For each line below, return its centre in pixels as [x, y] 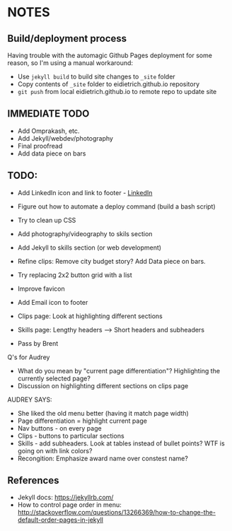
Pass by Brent [38, 343]
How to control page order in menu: [69, 505]
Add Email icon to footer [53, 302]
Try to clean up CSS [47, 220]
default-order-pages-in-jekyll [60, 520]
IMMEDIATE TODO [48, 114]
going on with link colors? [55, 450]
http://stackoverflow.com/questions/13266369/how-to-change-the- [116, 513]
